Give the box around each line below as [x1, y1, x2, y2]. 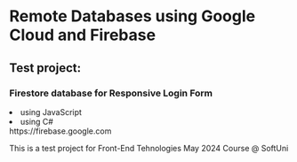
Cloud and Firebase [9, 25, 157, 45]
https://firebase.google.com [9, 126, 112, 136]
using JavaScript [20, 106, 83, 117]
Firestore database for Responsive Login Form [9, 87, 213, 99]
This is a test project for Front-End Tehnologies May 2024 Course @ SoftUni [9, 143, 289, 153]
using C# [20, 116, 53, 127]
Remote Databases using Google [9, 6, 256, 27]
